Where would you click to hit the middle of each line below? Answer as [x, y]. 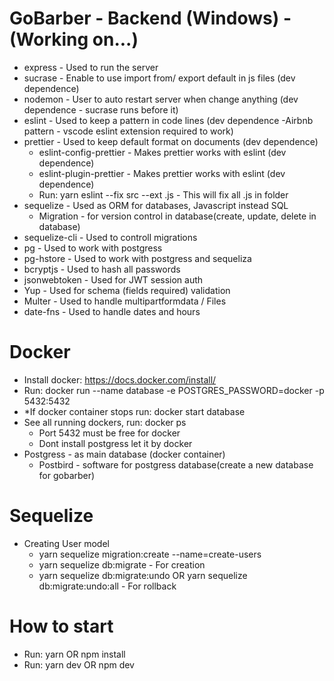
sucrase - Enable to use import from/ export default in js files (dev [159, 78]
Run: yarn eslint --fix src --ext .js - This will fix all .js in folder [163, 194]
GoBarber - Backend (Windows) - [150, 18]
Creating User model [66, 543]
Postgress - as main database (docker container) [124, 454]
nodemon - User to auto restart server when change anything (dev [161, 99]
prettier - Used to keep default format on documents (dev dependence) [171, 141]
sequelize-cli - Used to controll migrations [110, 237]
